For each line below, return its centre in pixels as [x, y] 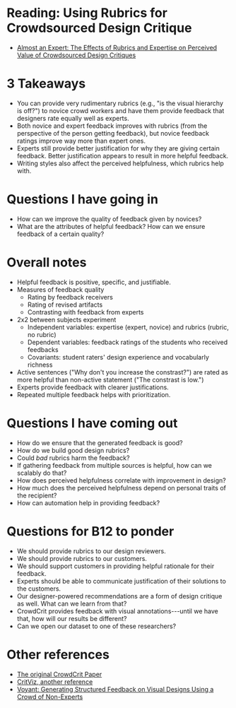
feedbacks [43, 349]
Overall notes [47, 262]
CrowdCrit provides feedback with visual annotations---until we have [117, 611]
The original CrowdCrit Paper [59, 674]
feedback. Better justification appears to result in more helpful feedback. [123, 155]
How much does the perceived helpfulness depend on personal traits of [122, 488]
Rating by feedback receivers [70, 297]
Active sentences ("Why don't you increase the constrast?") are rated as [123, 372]
